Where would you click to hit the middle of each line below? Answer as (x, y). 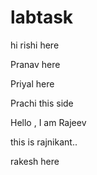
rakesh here (35, 161)
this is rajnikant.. (44, 142)
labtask (42, 17)
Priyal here (32, 83)
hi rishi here (35, 45)
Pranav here (35, 64)
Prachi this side (42, 103)
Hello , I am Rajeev (48, 122)
